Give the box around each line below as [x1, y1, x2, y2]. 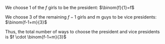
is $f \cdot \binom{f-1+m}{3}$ [5, 34, 67, 40]
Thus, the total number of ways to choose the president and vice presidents [5, 29, 160, 34]
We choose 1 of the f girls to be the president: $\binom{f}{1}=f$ [5, 5, 135, 10]
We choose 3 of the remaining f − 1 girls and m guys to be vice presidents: [5, 14, 157, 20]
